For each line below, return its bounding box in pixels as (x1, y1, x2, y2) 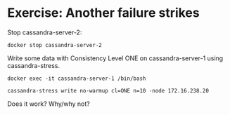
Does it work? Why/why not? (7, 100, 90, 108)
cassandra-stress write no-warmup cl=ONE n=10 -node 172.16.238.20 (7, 87, 210, 94)
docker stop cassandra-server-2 (7, 41, 102, 48)
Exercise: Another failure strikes (7, 5, 200, 21)
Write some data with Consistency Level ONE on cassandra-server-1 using (7, 54, 224, 62)
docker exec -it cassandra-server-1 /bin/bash (7, 75, 146, 82)
